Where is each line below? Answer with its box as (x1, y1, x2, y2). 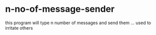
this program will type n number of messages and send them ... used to (5, 20, 152, 26)
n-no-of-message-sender (5, 3, 115, 15)
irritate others (5, 25, 33, 31)
